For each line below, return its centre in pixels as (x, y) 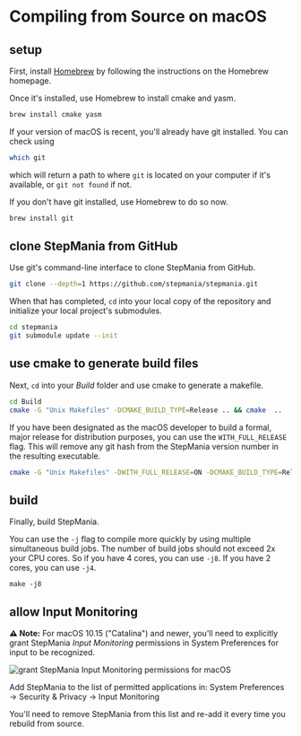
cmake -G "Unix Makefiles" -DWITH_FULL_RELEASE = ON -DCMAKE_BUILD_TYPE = (146, 472)
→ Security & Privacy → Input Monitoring (84, 697)
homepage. (30, 81)
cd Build (26, 401)
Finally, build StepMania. (55, 521)
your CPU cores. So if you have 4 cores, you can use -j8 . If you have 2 (140, 558)
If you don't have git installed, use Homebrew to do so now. (119, 202)
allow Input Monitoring (74, 612)
